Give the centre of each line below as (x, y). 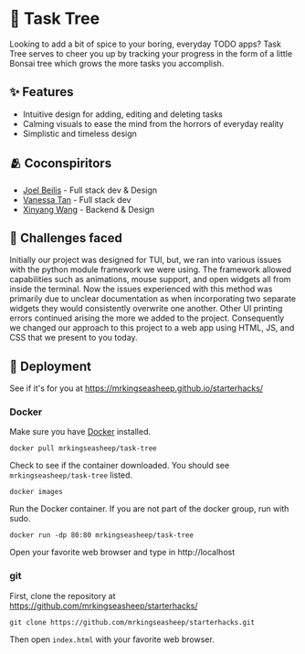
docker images (37, 492)
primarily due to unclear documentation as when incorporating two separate (153, 299)
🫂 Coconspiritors (61, 163)
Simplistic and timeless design (79, 133)
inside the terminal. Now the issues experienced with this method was (141, 289)
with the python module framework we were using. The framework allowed (151, 269)
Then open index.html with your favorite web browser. (112, 639)
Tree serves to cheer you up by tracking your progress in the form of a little (151, 53)
